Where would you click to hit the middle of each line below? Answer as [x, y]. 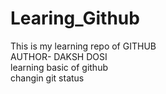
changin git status [47, 78]
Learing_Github [75, 18]
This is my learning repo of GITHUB [83, 46]
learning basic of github [59, 67]
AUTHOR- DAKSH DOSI [59, 56]
